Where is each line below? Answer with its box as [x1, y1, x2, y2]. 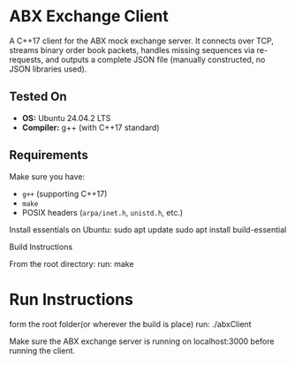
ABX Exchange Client [9, 6, 170, 27]
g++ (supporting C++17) [21, 188, 108, 199]
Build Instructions [9, 241, 73, 252]
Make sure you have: [9, 171, 86, 182]
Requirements [9, 148, 88, 163]
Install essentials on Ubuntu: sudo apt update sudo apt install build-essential [9, 224, 287, 235]
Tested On [9, 89, 68, 104]
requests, [9, 54, 44, 65]
